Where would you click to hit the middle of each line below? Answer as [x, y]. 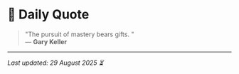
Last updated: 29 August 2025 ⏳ [55, 63]
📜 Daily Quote [48, 15]
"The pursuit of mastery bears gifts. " [79, 34]
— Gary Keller [46, 41]
